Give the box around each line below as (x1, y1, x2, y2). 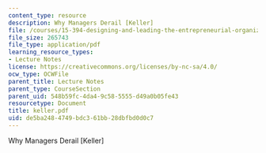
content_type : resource (8, 11, 87, 20)
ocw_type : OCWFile (8, 70, 69, 78)
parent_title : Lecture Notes (8, 77, 104, 85)
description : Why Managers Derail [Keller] (8, 19, 154, 27)
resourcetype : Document (8, 99, 87, 107)
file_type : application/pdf (8, 41, 101, 49)
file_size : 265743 (8, 33, 69, 42)
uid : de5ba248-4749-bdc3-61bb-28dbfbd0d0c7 (8, 114, 154, 122)
